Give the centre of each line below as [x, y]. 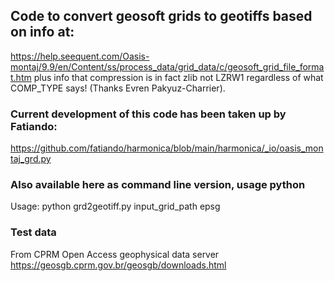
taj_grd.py [31, 159]
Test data [33, 232]
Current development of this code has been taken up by [148, 114]
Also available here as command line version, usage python [158, 185]
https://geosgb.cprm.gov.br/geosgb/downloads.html [118, 265]
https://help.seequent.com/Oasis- [80, 56]
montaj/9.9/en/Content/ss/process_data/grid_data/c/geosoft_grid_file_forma [167, 66]
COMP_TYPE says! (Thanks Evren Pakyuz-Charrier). [118, 88]
